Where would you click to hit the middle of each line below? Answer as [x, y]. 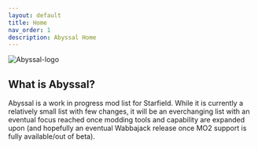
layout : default [35, 15]
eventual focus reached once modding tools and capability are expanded [127, 120]
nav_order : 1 [29, 30]
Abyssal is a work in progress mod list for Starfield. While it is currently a [126, 104]
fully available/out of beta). [52, 136]
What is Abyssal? [52, 84]
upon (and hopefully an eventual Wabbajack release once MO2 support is [127, 128]
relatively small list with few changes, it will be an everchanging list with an [129, 111]
